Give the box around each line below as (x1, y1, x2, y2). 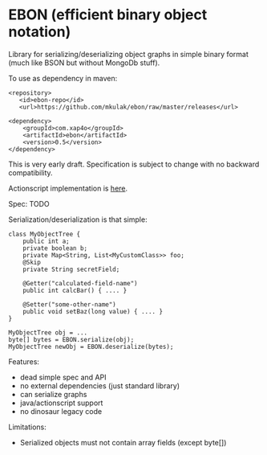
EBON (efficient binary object (8, 6, 208, 24)
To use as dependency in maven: (8, 73, 118, 83)
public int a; (22, 237, 70, 245)
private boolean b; (22, 244, 88, 252)
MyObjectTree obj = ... (8, 328, 88, 337)
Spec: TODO (8, 199, 50, 208)
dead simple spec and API (19, 372, 107, 382)
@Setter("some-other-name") (22, 300, 116, 309)
